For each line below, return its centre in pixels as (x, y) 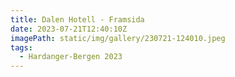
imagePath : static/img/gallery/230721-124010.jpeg (118, 38)
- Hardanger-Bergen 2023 (71, 57)
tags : (21, 47)
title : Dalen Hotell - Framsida (77, 19)
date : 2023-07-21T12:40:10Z (69, 29)
